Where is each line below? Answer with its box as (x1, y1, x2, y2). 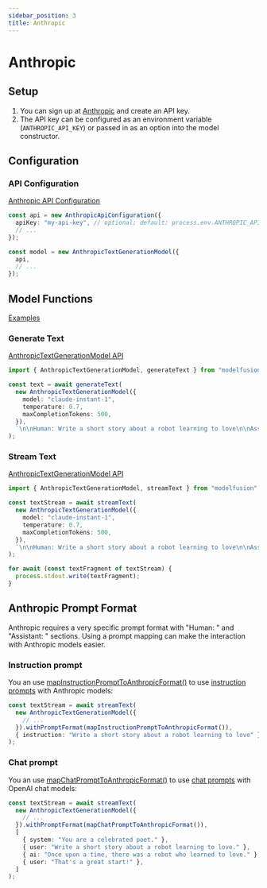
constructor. (19, 131, 60, 141)
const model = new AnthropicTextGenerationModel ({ (8, 248, 180, 256)
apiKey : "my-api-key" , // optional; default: (15, 219, 169, 227)
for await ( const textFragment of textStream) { (8, 565, 172, 573)
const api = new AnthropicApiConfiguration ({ (8, 211, 161, 219)
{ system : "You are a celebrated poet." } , (22, 836, 169, 844)
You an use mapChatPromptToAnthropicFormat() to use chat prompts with (8, 775, 251, 785)
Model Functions (8, 291, 94, 306)
